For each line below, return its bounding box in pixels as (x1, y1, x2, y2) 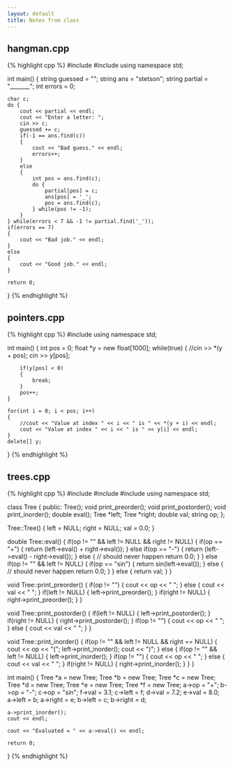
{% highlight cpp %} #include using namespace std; (7, 330, 158, 339)
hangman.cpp (7, 43, 70, 55)
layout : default (7, 10, 54, 17)
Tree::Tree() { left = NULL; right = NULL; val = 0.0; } (7, 524, 155, 532)
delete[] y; (7, 438, 42, 445)
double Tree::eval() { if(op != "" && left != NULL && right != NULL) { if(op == (7, 537, 223, 545)
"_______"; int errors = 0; (7, 82, 76, 91)
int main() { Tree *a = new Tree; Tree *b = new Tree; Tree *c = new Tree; (7, 673, 216, 682)
